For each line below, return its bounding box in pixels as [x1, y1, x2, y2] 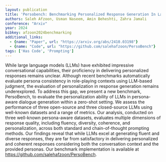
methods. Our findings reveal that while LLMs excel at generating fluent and [5, 130, 160, 136]
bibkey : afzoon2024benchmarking [5, 30, 72, 35]
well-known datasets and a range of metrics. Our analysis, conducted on [5, 109, 153, 115]
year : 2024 [5, 26, 28, 31]
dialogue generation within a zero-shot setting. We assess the [19, 99, 145, 105]
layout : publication [5, 7, 48, 12]
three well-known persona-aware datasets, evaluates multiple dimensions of [5, 115, 161, 121]
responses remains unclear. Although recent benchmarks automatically [5, 73, 150, 79]
